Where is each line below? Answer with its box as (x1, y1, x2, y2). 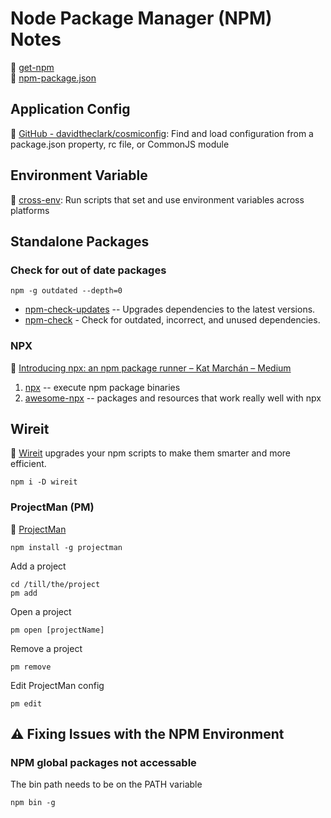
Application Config (10, 101, 131, 118)
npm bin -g (10, 798, 56, 808)
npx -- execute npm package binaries (24, 381, 181, 393)
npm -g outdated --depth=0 (10, 286, 123, 296)
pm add (10, 588, 38, 598)
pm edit (10, 698, 43, 709)
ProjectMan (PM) (10, 500, 95, 514)
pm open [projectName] (10, 625, 105, 635)
